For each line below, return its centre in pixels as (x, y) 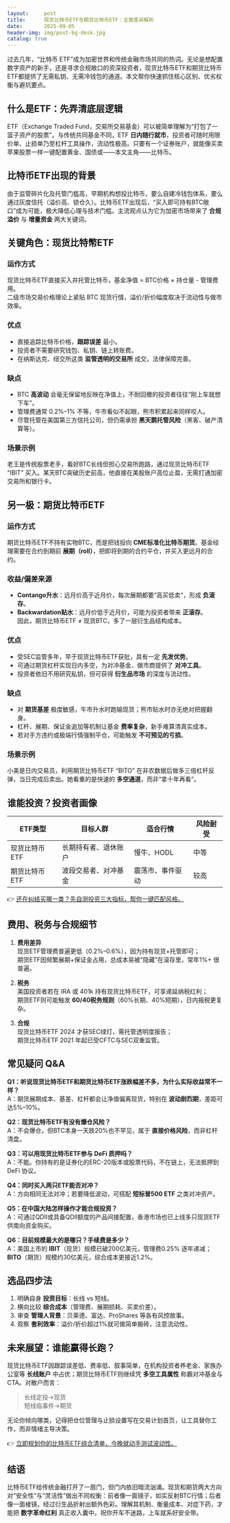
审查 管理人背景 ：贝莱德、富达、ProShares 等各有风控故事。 (102, 1316)
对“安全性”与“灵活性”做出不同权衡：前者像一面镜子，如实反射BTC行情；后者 (114, 1496)
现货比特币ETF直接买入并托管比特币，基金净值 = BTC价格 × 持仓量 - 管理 (110, 280)
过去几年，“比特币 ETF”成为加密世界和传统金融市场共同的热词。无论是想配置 (115, 60)
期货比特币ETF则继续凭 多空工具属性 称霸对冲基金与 (150, 1374)
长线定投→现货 (45, 1397)
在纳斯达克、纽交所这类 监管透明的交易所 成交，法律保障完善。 (106, 358)
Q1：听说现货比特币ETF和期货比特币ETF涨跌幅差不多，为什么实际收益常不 (112, 1081)
